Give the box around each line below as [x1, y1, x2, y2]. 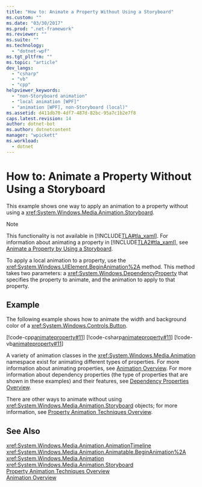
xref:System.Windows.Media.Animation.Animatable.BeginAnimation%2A [6, 448, 186, 456]
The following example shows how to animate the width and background [6, 316, 187, 323]
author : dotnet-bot [6, 121, 55, 127]
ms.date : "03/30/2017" [6, 20, 63, 26]
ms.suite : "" [6, 37, 39, 43]
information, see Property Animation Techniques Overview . [6, 409, 153, 416]
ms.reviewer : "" [6, 31, 47, 37]
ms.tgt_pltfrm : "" [6, 54, 52, 60]
